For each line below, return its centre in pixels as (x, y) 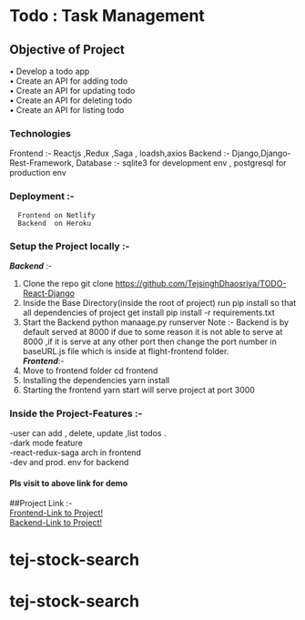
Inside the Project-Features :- (76, 413)
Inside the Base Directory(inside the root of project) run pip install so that (159, 302)
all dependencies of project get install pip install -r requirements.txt (148, 312)
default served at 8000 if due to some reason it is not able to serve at (152, 331)
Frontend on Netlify (56, 215)
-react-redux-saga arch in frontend (75, 452)
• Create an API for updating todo (72, 91)
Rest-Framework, (42, 163)
